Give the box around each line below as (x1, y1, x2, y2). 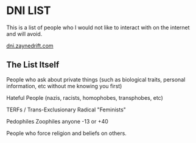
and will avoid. (6, 30, 43, 37)
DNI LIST (6, 4, 51, 18)
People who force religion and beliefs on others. (6, 129, 127, 137)
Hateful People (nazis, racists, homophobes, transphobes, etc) (6, 94, 163, 101)
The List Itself (6, 60, 60, 70)
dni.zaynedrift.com (6, 42, 54, 49)
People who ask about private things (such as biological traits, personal (6, 75, 186, 83)
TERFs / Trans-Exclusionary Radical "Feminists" (6, 106, 127, 113)
